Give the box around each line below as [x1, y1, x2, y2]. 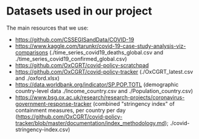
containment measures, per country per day [15, 106, 126, 114]
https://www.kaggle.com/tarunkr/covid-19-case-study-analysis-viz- [15, 42, 186, 50]
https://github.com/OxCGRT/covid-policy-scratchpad [15, 62, 149, 69]
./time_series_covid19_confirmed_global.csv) [15, 55, 127, 62]
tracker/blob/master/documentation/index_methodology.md [15, 119, 166, 126]
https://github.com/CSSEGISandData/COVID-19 [15, 36, 134, 43]
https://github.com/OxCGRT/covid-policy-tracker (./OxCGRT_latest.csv [15, 68, 194, 75]
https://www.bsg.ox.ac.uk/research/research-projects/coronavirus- [15, 94, 185, 101]
